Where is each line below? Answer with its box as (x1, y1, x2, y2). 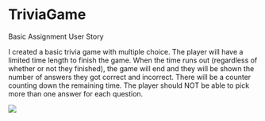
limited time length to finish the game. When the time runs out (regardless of (8, 55, 258, 65)
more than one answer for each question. (8, 89, 144, 98)
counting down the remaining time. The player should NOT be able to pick (8, 81, 250, 90)
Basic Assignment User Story (8, 32, 104, 41)
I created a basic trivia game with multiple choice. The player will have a (8, 47, 244, 56)
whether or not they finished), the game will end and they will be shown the (8, 63, 255, 73)
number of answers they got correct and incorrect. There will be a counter (8, 72, 252, 81)
